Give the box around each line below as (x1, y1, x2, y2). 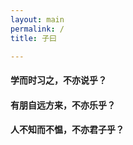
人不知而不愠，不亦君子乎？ (10, 124, 125, 136)
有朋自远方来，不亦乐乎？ (10, 99, 116, 111)
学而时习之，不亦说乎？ (10, 74, 107, 86)
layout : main (10, 14, 65, 25)
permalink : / (10, 24, 65, 34)
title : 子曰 (10, 33, 57, 43)
